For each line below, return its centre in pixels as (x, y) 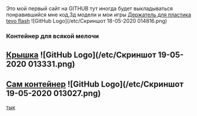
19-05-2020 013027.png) (54, 93)
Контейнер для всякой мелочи (52, 36)
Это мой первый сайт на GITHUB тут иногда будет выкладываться (90, 8)
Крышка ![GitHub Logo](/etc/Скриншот (81, 55)
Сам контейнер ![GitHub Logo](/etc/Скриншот (95, 84)
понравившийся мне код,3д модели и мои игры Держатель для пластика (99, 15)
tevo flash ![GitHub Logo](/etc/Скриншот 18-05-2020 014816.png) (87, 21)
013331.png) (51, 64)
